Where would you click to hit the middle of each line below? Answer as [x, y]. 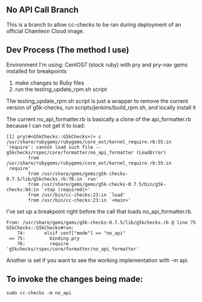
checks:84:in [23, 189]
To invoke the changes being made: [75, 279]
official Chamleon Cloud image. [45, 31]
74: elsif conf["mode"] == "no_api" [71, 233]
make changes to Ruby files [50, 83]
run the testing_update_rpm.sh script [61, 89]
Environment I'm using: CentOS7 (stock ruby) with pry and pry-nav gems [97, 64]
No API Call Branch [42, 10]
